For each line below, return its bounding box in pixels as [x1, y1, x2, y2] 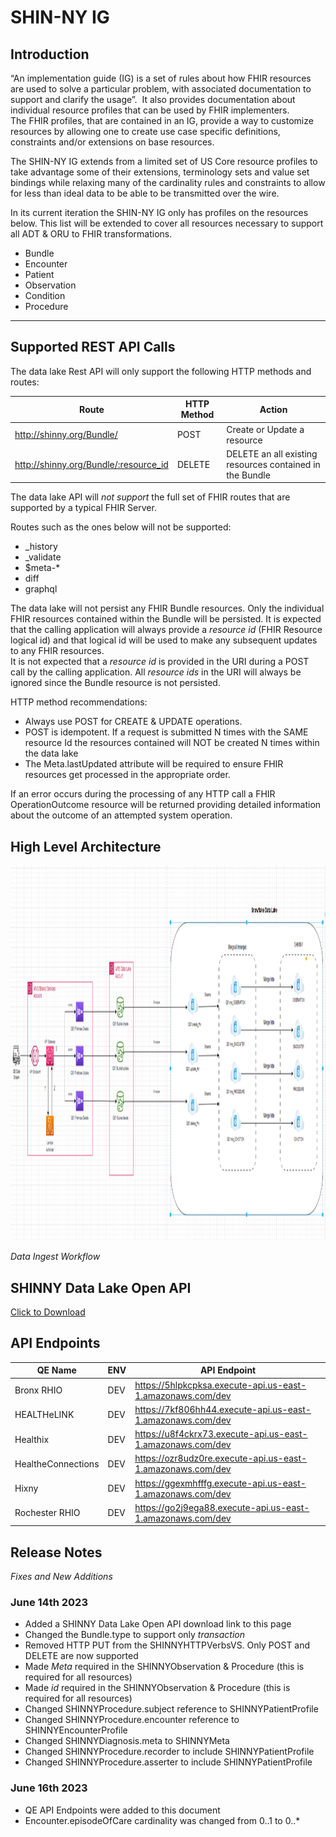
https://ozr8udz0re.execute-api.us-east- [134, 1452, 308, 1465]
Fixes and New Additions [10, 1571, 113, 1583]
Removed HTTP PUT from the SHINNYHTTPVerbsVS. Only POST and [24, 1639, 311, 1651]
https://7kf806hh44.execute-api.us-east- [134, 1403, 312, 1415]
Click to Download [10, 1306, 86, 1318]
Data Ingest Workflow [10, 1251, 101, 1263]
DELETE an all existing [226, 447, 318, 460]
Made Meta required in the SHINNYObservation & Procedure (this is [24, 1661, 305, 1673]
